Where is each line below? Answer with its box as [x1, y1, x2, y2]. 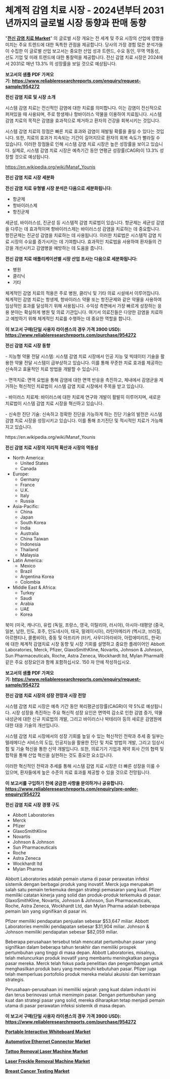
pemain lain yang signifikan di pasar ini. [5, 908, 88, 914]
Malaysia [20, 552, 39, 558]
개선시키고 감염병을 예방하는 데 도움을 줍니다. [14, 245, 104, 251]
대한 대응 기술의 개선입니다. [5, 722, 60, 728]
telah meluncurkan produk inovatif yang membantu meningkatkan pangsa [5, 954, 159, 961]
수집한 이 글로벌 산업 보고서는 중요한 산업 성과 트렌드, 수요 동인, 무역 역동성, [10, 48, 160, 54]
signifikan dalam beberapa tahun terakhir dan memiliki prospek [5, 944, 137, 950]
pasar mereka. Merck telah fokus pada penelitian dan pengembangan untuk [5, 960, 163, 966]
